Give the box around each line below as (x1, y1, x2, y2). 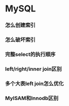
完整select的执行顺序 (5, 51, 56, 58)
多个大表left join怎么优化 (5, 80, 64, 87)
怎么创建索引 (5, 22, 36, 29)
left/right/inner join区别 (5, 65, 62, 72)
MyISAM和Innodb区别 (5, 95, 59, 102)
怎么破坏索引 (5, 36, 36, 43)
